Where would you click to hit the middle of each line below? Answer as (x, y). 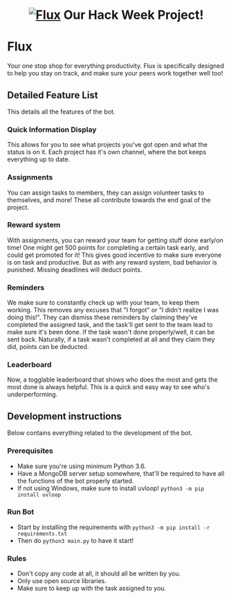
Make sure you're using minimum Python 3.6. (82, 466)
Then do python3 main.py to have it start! (75, 540)
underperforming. (33, 395)
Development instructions (65, 416)
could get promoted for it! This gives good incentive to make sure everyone (114, 255)
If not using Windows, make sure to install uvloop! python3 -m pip (111, 488)
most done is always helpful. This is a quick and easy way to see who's (109, 387)
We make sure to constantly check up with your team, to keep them (103, 303)
